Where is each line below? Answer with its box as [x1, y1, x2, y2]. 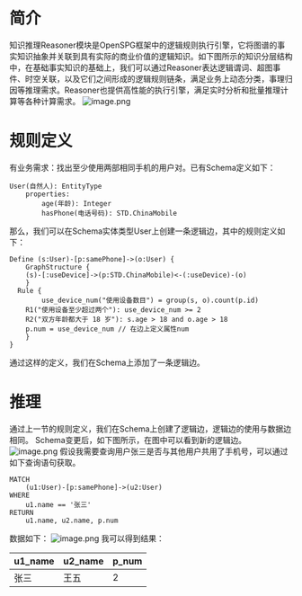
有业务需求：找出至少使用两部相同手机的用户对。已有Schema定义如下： [9, 162, 276, 173]
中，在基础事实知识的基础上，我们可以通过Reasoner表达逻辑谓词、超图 [9, 62, 273, 73]
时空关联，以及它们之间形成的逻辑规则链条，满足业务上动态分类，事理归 [24, 73, 293, 84]
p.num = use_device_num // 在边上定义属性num [25, 325, 190, 334]
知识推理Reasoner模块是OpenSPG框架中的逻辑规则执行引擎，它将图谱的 [9, 40, 278, 50]
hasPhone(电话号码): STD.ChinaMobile [41, 209, 178, 218]
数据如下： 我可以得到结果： [9, 532, 164, 544]
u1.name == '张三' [25, 500, 92, 509]
